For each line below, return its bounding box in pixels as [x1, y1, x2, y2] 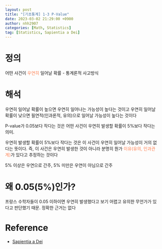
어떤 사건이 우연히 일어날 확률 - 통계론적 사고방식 [5, 70, 99, 76]
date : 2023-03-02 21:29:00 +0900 [5, 16, 74, 21]
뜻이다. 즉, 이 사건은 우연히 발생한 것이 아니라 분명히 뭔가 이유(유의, [14, 146, 142, 152]
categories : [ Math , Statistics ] [5, 26, 71, 31]
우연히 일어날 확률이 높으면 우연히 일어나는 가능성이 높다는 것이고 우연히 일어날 [5, 106, 156, 112]
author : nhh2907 [5, 21, 38, 26]
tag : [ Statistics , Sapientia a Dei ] [5, 30, 80, 35]
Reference [5, 222, 48, 233]
